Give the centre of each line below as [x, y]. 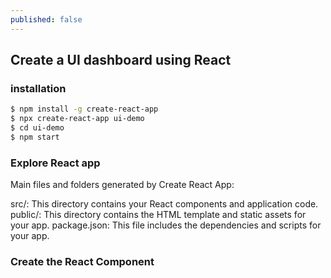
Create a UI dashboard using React [121, 60]
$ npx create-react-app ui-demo [77, 119]
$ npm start [35, 137]
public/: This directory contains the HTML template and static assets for [158, 215]
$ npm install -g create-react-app [84, 109]
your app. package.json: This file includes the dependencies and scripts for [166, 225]
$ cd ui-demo [37, 128]
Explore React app [55, 163]
